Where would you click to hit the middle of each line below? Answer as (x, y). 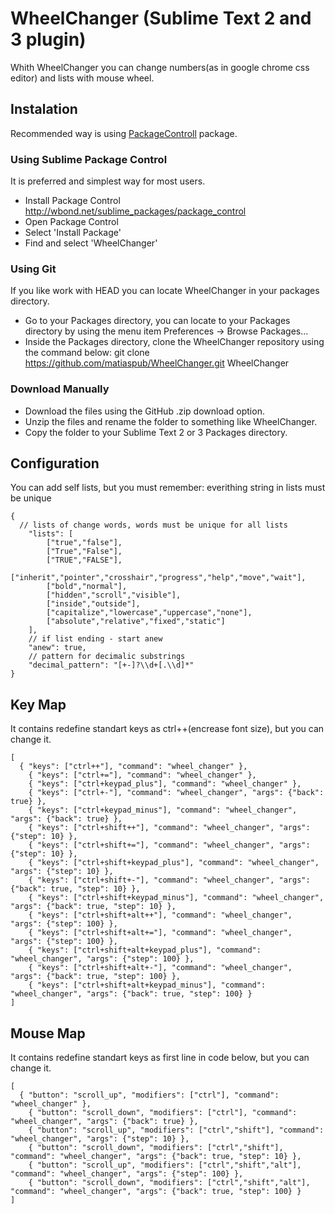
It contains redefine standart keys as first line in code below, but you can (160, 1058)
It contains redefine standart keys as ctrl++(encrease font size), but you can (167, 729)
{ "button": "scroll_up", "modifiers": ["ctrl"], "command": (149, 1095)
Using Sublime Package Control (89, 159)
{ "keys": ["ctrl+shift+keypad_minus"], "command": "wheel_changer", (176, 898)
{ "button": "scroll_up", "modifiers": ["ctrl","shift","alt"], (165, 1165)
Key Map (38, 704)
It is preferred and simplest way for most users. (108, 181)
